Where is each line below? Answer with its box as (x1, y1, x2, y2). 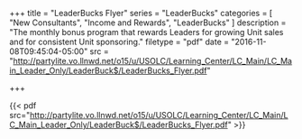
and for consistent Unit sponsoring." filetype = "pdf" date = (9, 36, 230, 47)
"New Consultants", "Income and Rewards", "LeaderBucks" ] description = (9, 17, 287, 28)
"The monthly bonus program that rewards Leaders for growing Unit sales (9, 27, 284, 37)
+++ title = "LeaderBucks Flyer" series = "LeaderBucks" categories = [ (9, 8, 273, 18)
